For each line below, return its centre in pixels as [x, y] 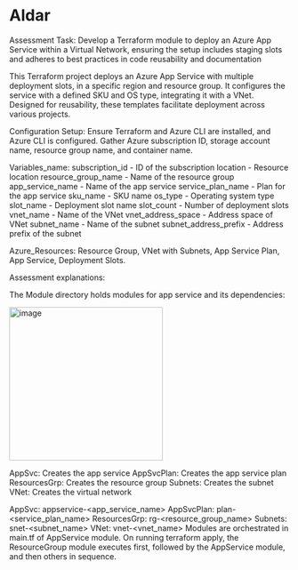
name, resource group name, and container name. [101, 150]
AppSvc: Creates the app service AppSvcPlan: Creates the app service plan [148, 473]
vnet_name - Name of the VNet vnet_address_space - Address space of [141, 214]
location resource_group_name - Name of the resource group [122, 177]
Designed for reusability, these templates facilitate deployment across [137, 104]
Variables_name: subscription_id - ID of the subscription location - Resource [149, 167]
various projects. [40, 114]
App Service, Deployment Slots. [68, 260]
